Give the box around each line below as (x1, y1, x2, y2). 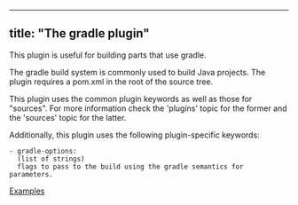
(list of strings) (17, 154, 86, 163)
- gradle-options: (9, 146, 77, 155)
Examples (9, 185, 45, 196)
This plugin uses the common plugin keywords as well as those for (9, 93, 253, 104)
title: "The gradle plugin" (9, 26, 150, 41)
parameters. (9, 170, 53, 178)
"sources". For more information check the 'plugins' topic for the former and (9, 103, 287, 114)
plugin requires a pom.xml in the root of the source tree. (9, 76, 214, 87)
